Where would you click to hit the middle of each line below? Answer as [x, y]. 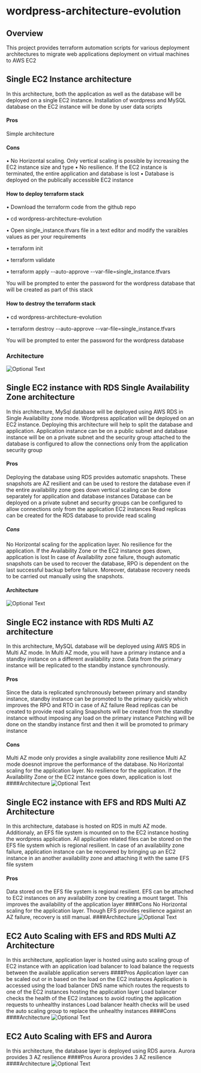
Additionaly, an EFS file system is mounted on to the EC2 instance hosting [97, 833]
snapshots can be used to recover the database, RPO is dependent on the [97, 563]
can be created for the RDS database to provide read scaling [81, 515]
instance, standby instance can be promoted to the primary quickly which [97, 699]
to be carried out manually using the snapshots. [65, 576]
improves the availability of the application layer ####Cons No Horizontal [97, 904]
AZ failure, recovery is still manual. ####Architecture [71, 917]
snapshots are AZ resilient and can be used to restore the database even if [98, 483]
